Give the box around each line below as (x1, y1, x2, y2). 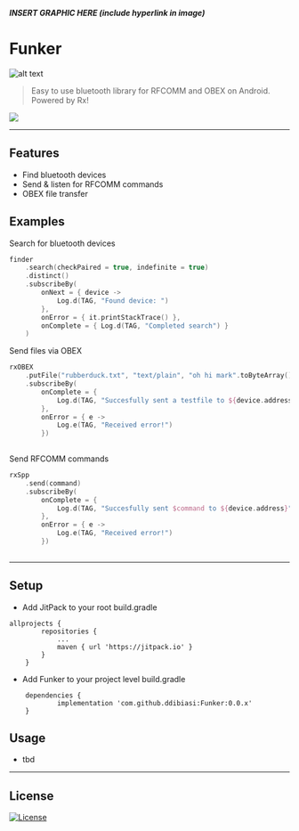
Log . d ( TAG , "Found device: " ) (56, 296, 169, 306)
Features (9, 146, 60, 161)
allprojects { (9, 619, 62, 628)
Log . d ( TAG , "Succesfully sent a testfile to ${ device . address (56, 395, 293, 404)
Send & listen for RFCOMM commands (21, 178, 164, 190)
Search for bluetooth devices (9, 238, 116, 248)
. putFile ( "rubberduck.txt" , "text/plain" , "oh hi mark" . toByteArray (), (25, 371, 296, 380)
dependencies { (25, 690, 82, 700)
